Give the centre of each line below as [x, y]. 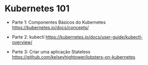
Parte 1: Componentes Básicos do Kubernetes [59, 22]
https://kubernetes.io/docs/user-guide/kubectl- [94, 37]
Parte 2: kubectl [28, 37]
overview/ [22, 42]
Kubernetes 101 [37, 9]
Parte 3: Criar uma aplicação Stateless [51, 52]
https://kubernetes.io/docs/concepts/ [50, 27]
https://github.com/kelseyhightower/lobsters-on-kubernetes [74, 57]
